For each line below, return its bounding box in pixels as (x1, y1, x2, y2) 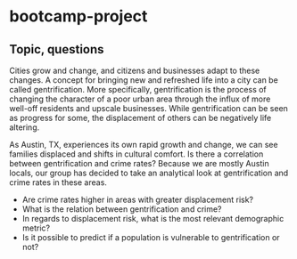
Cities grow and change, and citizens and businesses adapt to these (9, 65, 260, 76)
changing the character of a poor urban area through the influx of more (9, 93, 271, 104)
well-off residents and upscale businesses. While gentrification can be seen (9, 103, 288, 113)
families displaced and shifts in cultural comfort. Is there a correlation (9, 149, 264, 159)
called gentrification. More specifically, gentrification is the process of (9, 85, 268, 94)
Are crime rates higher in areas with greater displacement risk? (21, 194, 254, 205)
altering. (9, 122, 40, 133)
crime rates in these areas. (9, 177, 107, 188)
